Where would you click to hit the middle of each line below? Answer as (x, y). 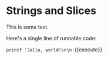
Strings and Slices (51, 11)
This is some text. (27, 27)
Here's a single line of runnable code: (51, 38)
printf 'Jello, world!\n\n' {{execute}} (54, 49)
